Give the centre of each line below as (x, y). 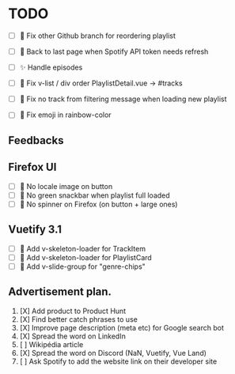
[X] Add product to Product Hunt (73, 311)
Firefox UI (32, 167)
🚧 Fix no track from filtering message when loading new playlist (123, 99)
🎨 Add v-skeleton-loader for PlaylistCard (85, 257)
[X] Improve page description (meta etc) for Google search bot (121, 327)
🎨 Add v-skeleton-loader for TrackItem (83, 248)
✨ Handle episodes (51, 67)
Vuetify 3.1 (35, 230)
